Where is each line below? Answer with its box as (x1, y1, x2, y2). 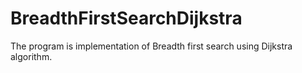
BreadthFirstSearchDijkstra (10, 7, 243, 30)
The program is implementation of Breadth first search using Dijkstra (10, 40, 293, 52)
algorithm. (10, 50, 53, 62)
